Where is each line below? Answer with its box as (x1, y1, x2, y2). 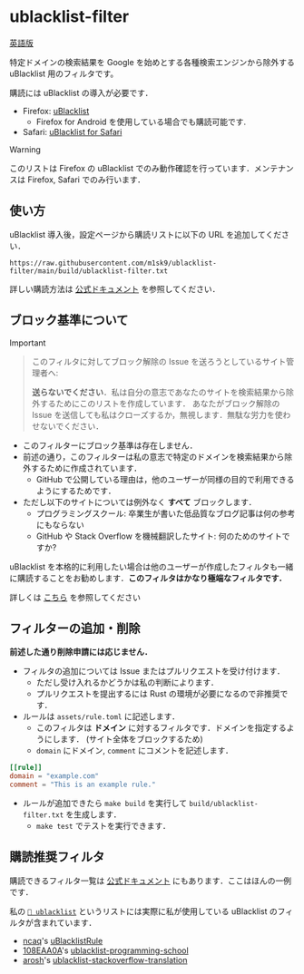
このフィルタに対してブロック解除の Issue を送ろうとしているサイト (31, 356, 287, 366)
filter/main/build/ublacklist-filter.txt (9, 266, 169, 276)
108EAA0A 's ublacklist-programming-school (22, 945, 189, 956)
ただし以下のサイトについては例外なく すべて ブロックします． (22, 496, 257, 507)
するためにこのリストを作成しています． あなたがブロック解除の (39, 397, 280, 409)
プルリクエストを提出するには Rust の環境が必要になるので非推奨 (35, 688, 280, 699)
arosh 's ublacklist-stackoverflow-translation (22, 954, 188, 965)
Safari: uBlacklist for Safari (22, 126, 123, 137)
